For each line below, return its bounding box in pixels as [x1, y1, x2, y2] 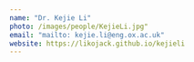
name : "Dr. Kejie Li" [9, 13, 92, 23]
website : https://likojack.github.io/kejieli [9, 38, 185, 48]
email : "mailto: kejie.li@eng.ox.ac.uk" [9, 30, 166, 39]
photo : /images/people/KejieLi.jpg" [9, 22, 148, 31]
